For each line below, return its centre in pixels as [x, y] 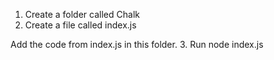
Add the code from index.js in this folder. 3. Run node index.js [137, 44]
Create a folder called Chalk [82, 14]
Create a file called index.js [80, 25]
